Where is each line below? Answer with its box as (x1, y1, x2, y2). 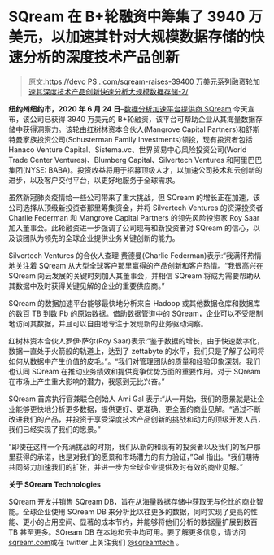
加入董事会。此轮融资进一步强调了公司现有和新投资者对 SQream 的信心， (8, 223, 254, 233)
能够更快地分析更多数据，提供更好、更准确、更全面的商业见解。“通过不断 (15, 404, 262, 413)
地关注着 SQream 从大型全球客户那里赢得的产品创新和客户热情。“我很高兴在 (8, 260, 264, 270)
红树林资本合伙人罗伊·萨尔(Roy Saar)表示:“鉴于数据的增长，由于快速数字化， (8, 335, 264, 346)
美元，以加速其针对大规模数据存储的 (8, 28, 251, 46)
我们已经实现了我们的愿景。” (8, 424, 102, 434)
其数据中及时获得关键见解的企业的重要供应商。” (8, 281, 165, 291)
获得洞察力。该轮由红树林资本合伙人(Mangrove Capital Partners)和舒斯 (22, 124, 260, 134)
